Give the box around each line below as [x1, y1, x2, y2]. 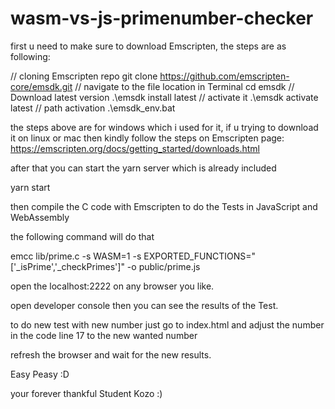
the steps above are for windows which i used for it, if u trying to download [10, 121, 319, 133]
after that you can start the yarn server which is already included [10, 162, 277, 174]
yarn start [10, 181, 51, 193]
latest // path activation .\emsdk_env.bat [10, 102, 176, 114]
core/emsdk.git [10, 80, 73, 92]
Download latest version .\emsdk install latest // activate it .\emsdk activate [10, 91, 319, 103]
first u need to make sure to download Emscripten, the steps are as [10, 40, 287, 52]
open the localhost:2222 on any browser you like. [10, 280, 215, 292]
